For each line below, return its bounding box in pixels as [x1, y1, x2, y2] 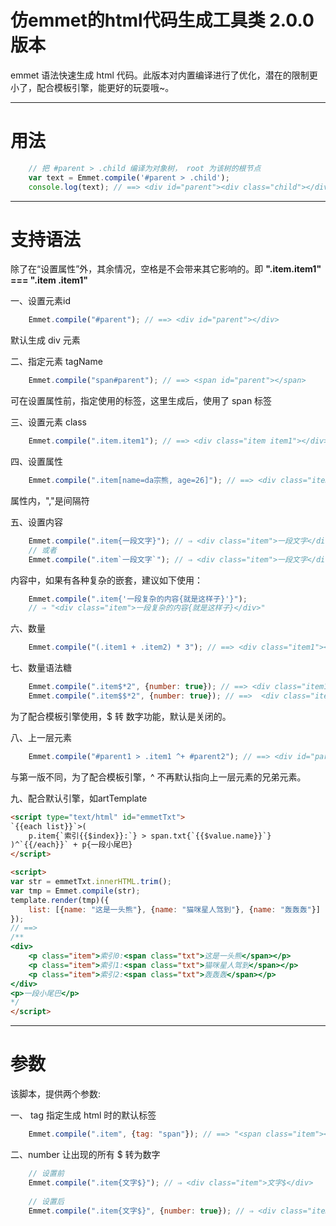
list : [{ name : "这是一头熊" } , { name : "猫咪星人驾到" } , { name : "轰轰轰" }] [28, 904, 322, 915]
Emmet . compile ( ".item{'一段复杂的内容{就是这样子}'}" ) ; [28, 594, 248, 604]
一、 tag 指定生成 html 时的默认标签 [10, 1109, 157, 1121]
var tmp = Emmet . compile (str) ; [10, 886, 141, 896]
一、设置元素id [10, 295, 71, 307]
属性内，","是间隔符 [10, 494, 90, 506]
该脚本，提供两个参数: [10, 1088, 102, 1100]
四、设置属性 [10, 456, 63, 468]
